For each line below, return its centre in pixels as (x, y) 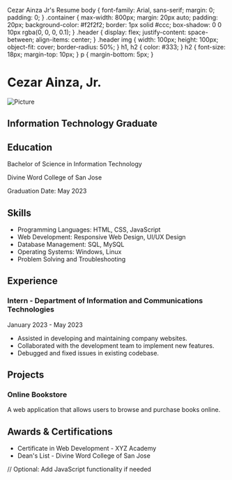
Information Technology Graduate (83, 123)
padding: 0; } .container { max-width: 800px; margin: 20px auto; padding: (113, 17)
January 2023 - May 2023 (45, 325)
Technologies (31, 310)
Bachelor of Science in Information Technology (75, 164)
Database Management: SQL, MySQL (71, 244)
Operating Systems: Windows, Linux (69, 251)
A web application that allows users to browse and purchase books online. (114, 410)
